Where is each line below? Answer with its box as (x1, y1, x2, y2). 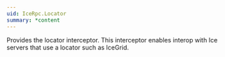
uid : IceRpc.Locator (6, 10, 67, 17)
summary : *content (6, 17, 60, 24)
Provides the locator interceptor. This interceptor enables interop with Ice (6, 35, 218, 44)
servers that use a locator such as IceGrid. (6, 43, 129, 51)
